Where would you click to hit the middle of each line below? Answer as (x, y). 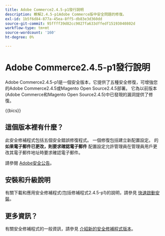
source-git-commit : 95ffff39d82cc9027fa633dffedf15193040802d (70, 23)
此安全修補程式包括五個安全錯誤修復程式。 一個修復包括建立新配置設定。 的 (82, 140)
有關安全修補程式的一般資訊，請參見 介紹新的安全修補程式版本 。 (70, 229)
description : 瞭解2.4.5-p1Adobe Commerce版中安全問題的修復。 (66, 14)
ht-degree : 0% (20, 38)
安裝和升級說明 (28, 180)
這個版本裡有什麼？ (34, 127)
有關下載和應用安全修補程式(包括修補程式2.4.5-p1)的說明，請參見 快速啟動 (80, 193)
